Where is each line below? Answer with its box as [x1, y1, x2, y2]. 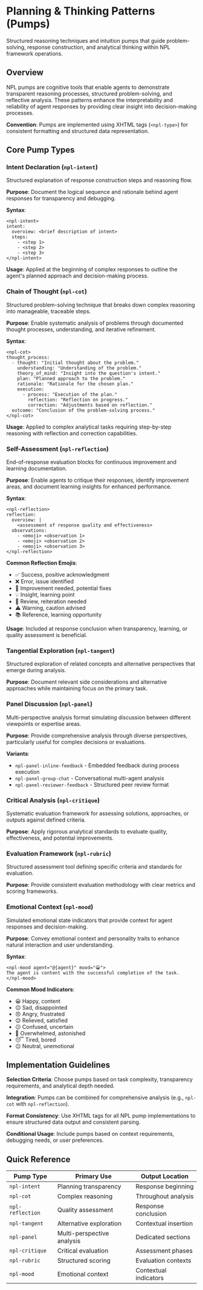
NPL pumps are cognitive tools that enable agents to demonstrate [6, 83, 170, 91]
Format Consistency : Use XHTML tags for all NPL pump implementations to [6, 1112, 196, 1120]
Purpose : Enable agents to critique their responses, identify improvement [6, 476, 189, 484]
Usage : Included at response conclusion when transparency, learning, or [6, 625, 188, 632]
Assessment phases [135, 1246, 193, 1255]
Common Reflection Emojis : [6, 559, 77, 566]
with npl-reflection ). [16, 1100, 69, 1107]
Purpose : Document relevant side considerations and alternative [6, 678, 167, 686]
